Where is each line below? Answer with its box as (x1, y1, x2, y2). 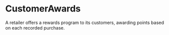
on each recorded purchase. (5, 24, 65, 30)
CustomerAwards (5, 3, 81, 14)
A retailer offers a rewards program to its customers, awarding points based (5, 19, 164, 25)
